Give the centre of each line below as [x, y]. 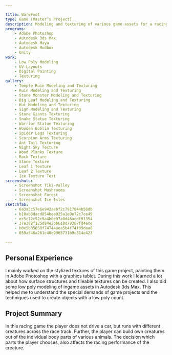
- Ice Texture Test [35, 176]
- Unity [23, 52]
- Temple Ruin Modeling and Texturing [56, 86]
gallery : [15, 81]
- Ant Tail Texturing [37, 143]
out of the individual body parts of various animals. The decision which [80, 337]
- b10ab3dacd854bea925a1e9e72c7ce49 [54, 214]
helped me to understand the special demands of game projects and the [81, 292]
